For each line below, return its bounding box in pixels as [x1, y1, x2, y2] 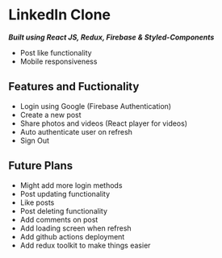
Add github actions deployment [19, 231, 125, 241]
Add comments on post [19, 214, 98, 224]
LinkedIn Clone [8, 6, 111, 24]
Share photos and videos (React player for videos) [19, 119, 188, 128]
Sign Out [19, 135, 50, 145]
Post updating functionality [19, 189, 111, 198]
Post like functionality [19, 48, 92, 57]
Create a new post [19, 110, 82, 119]
